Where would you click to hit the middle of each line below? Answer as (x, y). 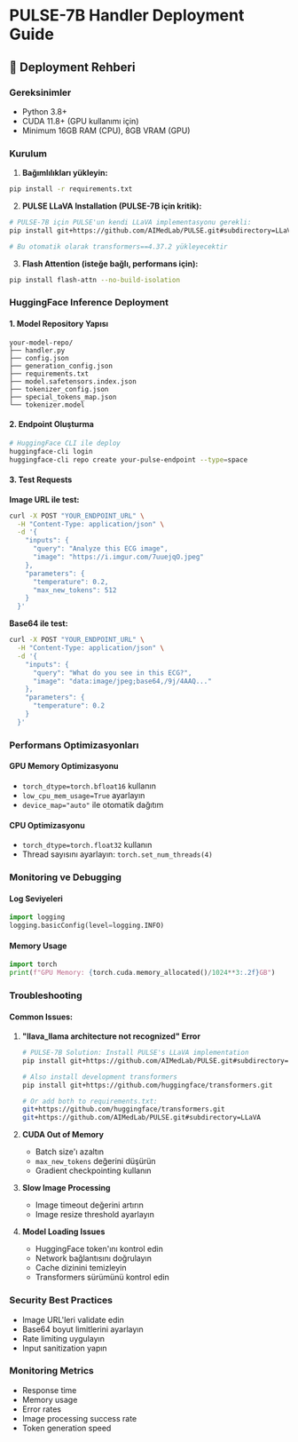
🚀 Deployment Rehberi (72, 67)
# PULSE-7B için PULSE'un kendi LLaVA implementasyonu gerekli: (130, 223)
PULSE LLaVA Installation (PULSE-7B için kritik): (112, 206)
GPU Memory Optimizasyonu (64, 766)
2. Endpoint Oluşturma (52, 424)
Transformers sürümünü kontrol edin (102, 1277)
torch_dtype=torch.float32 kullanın (87, 845)
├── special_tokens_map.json (63, 397)
